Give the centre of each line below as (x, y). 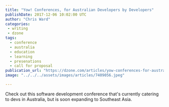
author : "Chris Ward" (28, 19)
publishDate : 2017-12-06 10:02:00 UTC (46, 15)
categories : (18, 24)
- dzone (15, 33)
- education (22, 52)
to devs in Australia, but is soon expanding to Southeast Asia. (69, 99)
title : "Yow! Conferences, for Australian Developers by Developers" (80, 10)
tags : (11, 38)
